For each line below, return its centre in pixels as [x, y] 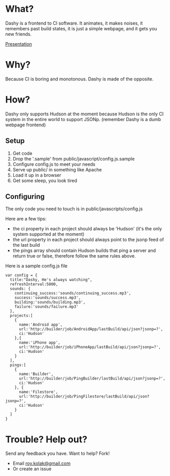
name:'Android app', [41, 325]
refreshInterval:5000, [34, 284]
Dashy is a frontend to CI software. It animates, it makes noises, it [74, 23]
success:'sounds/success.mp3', [48, 298]
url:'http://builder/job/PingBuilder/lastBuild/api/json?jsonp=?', [92, 379]
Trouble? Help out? [46, 439]
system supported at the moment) [48, 234]
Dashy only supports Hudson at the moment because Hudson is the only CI [84, 114]
